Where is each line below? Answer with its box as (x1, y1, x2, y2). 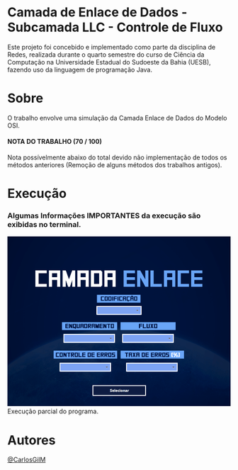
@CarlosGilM (7, 455, 46, 464)
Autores (7, 432, 56, 448)
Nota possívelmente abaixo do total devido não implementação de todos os (7, 153, 227, 162)
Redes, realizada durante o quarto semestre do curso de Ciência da (7, 50, 205, 59)
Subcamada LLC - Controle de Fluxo (7, 19, 223, 35)
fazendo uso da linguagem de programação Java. (7, 65, 152, 74)
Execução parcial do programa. (7, 407, 99, 415)
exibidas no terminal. (7, 220, 81, 230)
